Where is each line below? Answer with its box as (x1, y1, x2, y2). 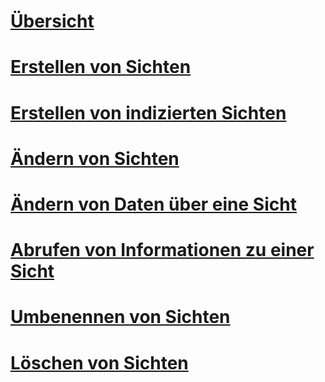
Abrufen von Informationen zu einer (10, 239, 315, 262)
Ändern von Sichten (10, 147, 180, 170)
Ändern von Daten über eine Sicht (10, 193, 297, 215)
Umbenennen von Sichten (10, 306, 231, 329)
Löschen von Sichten (10, 351, 189, 374)
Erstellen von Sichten (10, 56, 192, 79)
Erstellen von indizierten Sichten (10, 101, 287, 124)
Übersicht (10, 10, 95, 33)
